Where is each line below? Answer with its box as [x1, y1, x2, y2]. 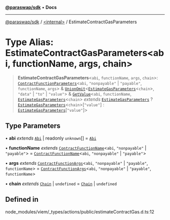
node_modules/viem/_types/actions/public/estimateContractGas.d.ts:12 [5, 208, 154, 214]
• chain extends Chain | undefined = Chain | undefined [5, 181, 117, 187]
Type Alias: [5, 36, 54, 48]
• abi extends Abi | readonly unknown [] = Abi [5, 135, 97, 141]
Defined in [5, 195, 39, 204]
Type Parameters [5, 121, 61, 130]
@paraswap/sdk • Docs [5, 5, 57, 10]
